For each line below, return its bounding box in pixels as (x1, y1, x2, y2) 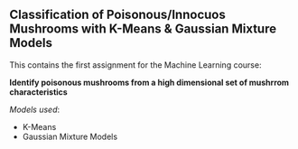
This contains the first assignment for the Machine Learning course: (9, 59, 262, 70)
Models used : (9, 104, 61, 115)
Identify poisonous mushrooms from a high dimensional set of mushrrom (9, 77, 290, 88)
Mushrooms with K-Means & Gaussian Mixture (9, 22, 277, 37)
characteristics (9, 86, 68, 98)
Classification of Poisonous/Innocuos (9, 7, 226, 23)
